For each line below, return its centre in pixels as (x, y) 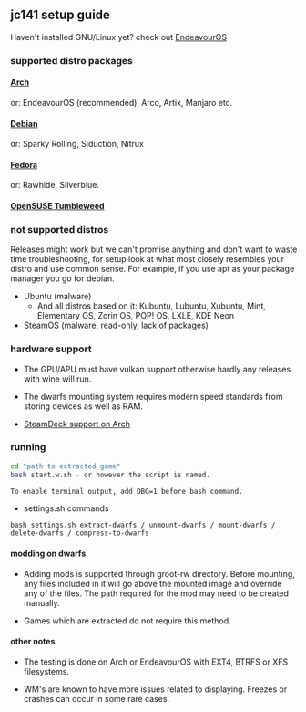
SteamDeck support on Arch (77, 424)
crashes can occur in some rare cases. (97, 698)
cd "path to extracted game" (66, 466)
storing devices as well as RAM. (83, 406)
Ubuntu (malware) (57, 297)
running (28, 447)
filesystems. (46, 671)
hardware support (51, 349)
